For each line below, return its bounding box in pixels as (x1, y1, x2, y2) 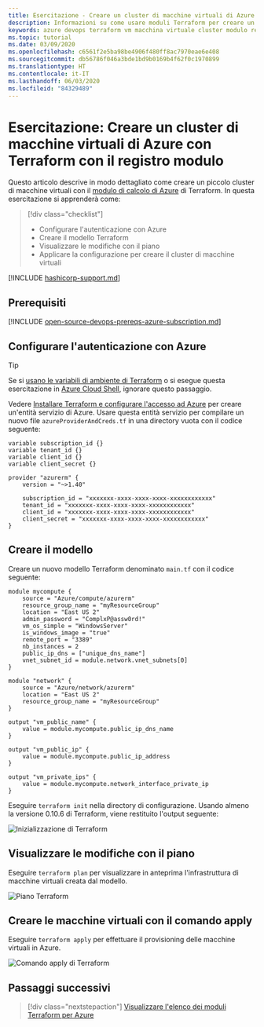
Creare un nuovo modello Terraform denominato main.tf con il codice (8, 564, 234, 573)
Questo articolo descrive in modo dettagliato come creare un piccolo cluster (8, 177, 255, 187)
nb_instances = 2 (22, 642, 79, 650)
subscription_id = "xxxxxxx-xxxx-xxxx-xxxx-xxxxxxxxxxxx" (22, 494, 216, 503)
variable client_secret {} (8, 460, 97, 468)
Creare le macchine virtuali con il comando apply (8, 914, 253, 927)
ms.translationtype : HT (8, 63, 86, 71)
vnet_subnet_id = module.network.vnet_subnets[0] (22, 656, 189, 664)
